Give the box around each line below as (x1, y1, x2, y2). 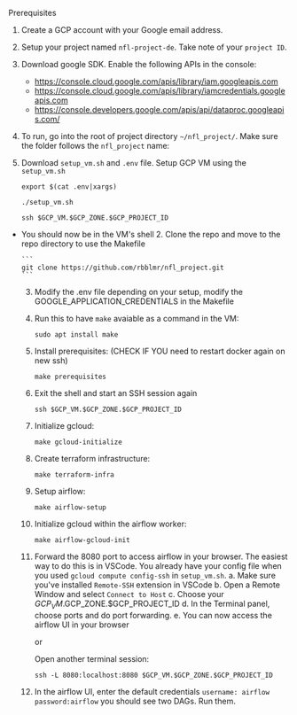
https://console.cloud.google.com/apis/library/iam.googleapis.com (34, 76, 278, 87)
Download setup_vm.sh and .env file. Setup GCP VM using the (20, 158, 247, 167)
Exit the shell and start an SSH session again (34, 388, 198, 398)
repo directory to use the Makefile (20, 238, 145, 249)
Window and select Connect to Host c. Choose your (34, 589, 225, 599)
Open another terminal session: (34, 653, 150, 664)
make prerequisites (34, 372, 107, 381)
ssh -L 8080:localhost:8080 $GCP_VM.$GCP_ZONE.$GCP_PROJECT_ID (34, 671, 274, 680)
